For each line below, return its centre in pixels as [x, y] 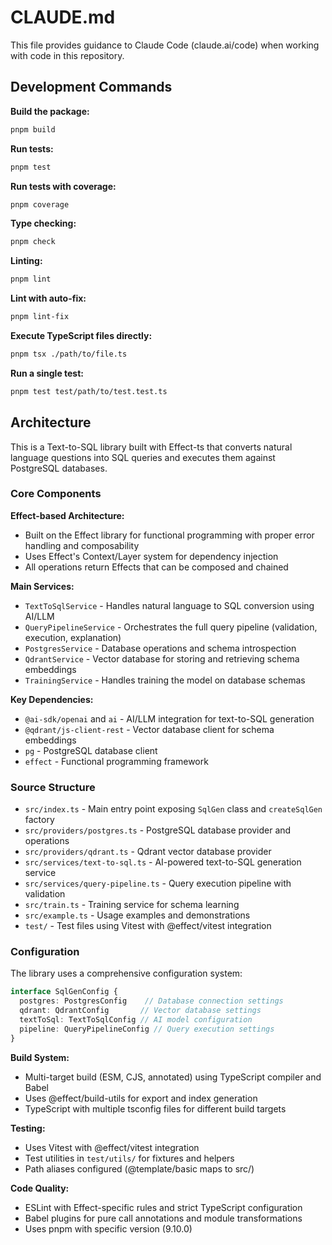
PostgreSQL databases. [59, 468]
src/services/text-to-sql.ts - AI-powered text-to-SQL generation [163, 862]
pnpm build [33, 129]
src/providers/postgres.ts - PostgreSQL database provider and [158, 830]
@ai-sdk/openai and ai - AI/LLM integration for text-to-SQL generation [169, 718]
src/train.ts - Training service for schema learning [132, 905]
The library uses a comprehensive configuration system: [126, 973]
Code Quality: [40, 1188]
